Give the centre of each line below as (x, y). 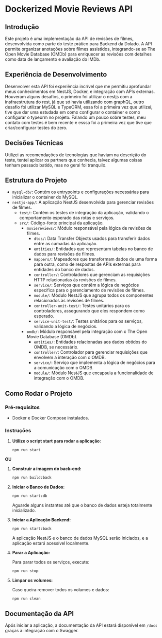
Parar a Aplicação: (31, 552)
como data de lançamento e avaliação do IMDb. (53, 59)
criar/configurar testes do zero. (36, 128)
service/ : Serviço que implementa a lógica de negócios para (94, 363)
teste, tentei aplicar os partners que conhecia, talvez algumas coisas (73, 160)
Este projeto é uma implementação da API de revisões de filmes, (69, 38)
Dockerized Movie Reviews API (69, 9)
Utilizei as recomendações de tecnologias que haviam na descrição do (76, 155)
